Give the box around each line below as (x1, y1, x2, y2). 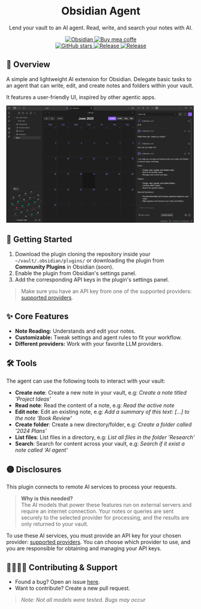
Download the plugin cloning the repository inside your (14, 250, 151, 258)
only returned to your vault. (20, 521, 89, 528)
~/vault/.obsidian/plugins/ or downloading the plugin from (14, 256, 164, 264)
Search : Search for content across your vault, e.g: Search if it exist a (14, 440, 185, 447)
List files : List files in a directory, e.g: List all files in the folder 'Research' (14, 434, 195, 441)
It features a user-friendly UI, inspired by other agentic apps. (6, 93, 156, 100)
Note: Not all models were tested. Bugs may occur (20, 596, 146, 604)
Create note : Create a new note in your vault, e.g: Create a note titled (14, 389, 187, 396)
